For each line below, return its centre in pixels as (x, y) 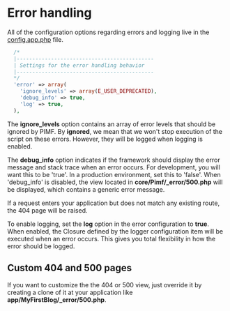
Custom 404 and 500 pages (70, 268)
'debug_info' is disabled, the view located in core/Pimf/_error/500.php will (115, 182)
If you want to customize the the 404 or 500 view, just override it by (105, 285)
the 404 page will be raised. (47, 210)
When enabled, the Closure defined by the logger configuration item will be (115, 231)
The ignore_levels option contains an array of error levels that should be (112, 124)
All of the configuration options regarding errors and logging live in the (108, 32)
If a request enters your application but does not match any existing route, (114, 203)
